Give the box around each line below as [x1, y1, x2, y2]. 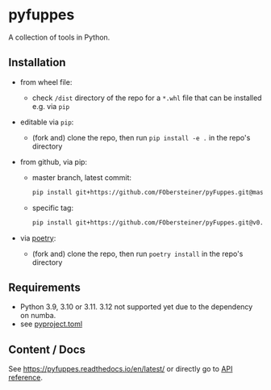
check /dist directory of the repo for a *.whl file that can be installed [31, 93, 262, 103]
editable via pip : [19, 117, 74, 127]
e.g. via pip [31, 101, 70, 111]
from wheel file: [19, 77, 73, 86]
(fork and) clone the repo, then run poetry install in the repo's [31, 249, 244, 258]
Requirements [8, 280, 81, 294]
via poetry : [19, 233, 56, 243]
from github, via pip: [19, 157, 87, 166]
